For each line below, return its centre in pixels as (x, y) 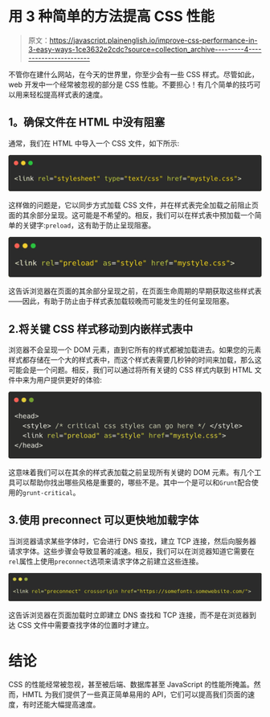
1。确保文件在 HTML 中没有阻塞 (87, 123)
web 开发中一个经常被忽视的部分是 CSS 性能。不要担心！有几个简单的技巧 (131, 84)
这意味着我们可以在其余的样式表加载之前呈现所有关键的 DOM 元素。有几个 (131, 473)
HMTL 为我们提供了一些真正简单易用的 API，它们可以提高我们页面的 (135, 694)
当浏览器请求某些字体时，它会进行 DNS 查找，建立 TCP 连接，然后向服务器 (133, 541)
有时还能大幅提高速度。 (61, 705)
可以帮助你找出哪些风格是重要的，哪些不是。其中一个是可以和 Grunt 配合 (133, 482)
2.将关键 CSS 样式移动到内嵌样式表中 (101, 329)
